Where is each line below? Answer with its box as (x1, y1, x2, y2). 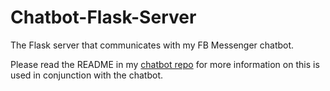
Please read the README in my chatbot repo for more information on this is (10, 58, 320, 70)
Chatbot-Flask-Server (10, 6, 197, 29)
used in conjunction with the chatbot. (10, 69, 164, 81)
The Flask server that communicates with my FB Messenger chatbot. (10, 39, 295, 51)
